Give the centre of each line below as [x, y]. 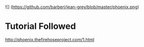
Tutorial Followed [40, 26]
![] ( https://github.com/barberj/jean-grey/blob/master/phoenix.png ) [72, 7]
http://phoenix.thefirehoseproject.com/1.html [50, 39]
